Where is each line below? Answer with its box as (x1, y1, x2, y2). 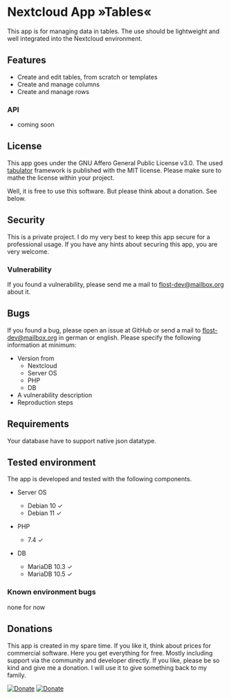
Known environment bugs (7, 587, 96, 597)
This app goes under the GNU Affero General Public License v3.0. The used (7, 158, 223, 167)
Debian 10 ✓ (27, 502, 64, 510)
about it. (7, 288, 31, 296)
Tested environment (7, 456, 96, 468)
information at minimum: (7, 340, 77, 349)
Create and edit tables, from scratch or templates (17, 73, 158, 81)
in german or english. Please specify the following (58, 333, 201, 342)
